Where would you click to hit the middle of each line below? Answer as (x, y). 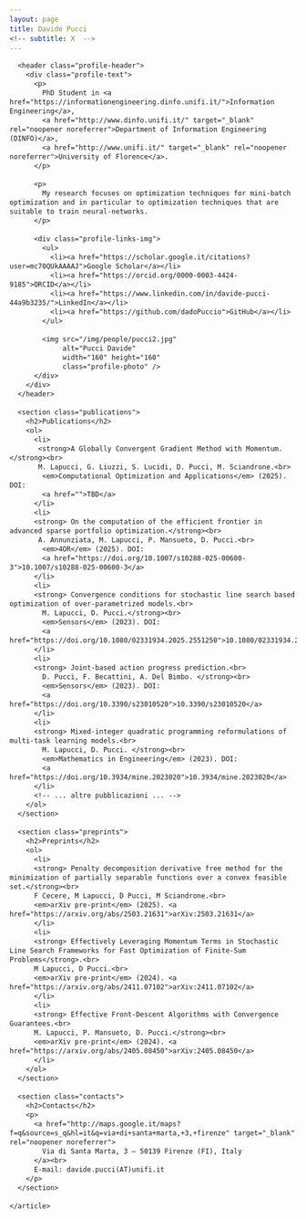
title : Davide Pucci (49, 29)
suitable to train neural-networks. (79, 212)
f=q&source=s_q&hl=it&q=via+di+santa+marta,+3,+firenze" (120, 1133)
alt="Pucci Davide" (99, 349)
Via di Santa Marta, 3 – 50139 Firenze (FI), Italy (143, 1151)
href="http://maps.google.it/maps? (113, 1124)
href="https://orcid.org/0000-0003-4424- (158, 276)
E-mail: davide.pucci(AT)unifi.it (99, 1170)
